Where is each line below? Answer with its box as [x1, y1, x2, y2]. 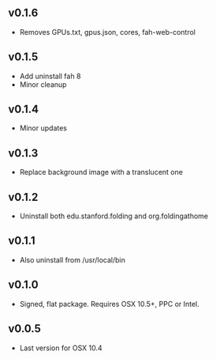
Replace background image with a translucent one [19, 168, 184, 177]
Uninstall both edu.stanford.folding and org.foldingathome [19, 211, 209, 221]
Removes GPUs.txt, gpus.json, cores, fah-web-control [19, 27, 196, 36]
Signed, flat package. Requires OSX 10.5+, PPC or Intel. [19, 299, 199, 308]
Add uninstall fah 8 [19, 71, 81, 81]
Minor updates [19, 123, 67, 133]
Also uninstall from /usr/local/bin [19, 255, 126, 264]
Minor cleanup [19, 79, 67, 89]
